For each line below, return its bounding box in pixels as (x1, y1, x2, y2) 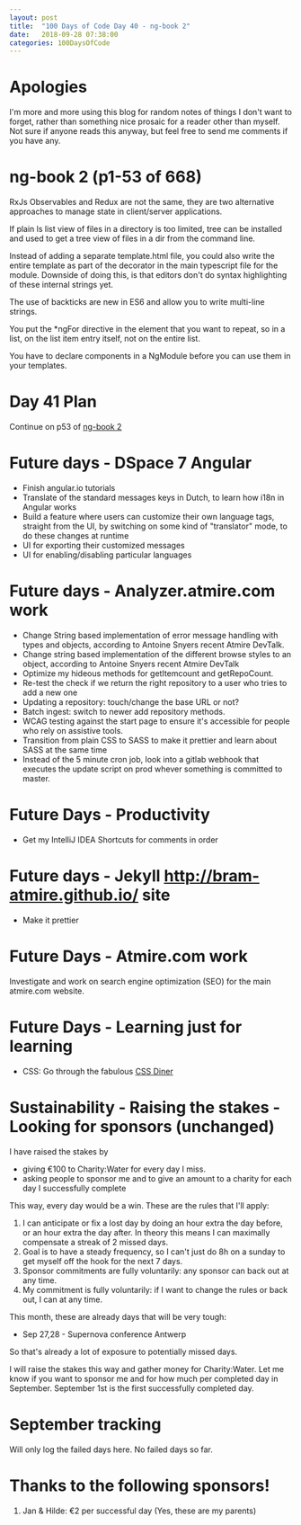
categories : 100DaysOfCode (9, 38, 111, 48)
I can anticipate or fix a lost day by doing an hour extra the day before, (22, 1217, 283, 1228)
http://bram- (164, 866, 261, 887)
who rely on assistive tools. (22, 725, 124, 736)
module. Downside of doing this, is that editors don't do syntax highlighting (9, 270, 288, 281)
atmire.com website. (9, 985, 85, 996)
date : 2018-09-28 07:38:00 (9, 30, 119, 39)
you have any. (9, 136, 61, 147)
